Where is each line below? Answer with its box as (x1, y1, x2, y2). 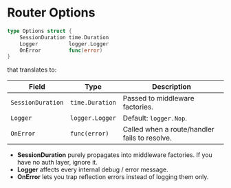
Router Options (7, 5, 96, 21)
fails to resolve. (122, 133, 172, 143)
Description (152, 82, 191, 92)
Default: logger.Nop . (122, 114, 188, 123)
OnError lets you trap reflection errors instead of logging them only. (16, 173, 209, 181)
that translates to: (7, 65, 57, 74)
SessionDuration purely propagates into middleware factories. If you (16, 151, 213, 159)
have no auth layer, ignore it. (16, 158, 98, 167)
